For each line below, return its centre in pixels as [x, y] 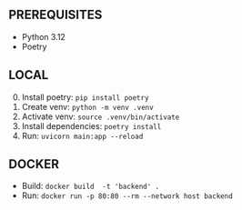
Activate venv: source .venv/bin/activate [101, 116]
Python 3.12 [43, 36]
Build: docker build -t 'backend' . [91, 186]
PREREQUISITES [55, 15]
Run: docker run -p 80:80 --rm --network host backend [127, 195]
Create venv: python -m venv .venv [87, 106]
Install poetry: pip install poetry [85, 97]
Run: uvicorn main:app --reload [82, 135]
